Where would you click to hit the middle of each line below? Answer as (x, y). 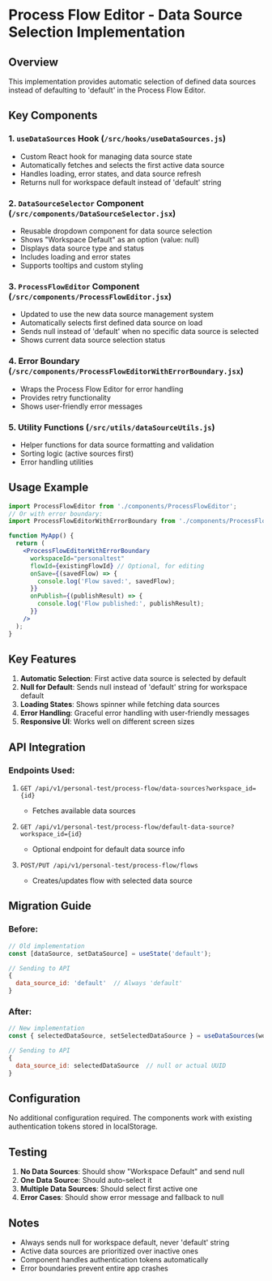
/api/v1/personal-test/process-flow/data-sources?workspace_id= (146, 789)
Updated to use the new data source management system (117, 315)
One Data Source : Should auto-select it (86, 1180)
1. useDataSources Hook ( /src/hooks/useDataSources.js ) (117, 139)
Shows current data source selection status (93, 340)
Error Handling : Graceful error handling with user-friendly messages (134, 713)
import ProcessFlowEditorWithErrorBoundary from (92, 521)
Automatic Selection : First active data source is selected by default (133, 679)
